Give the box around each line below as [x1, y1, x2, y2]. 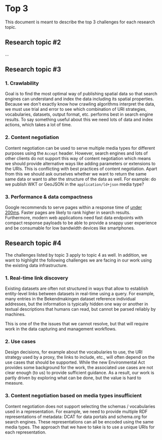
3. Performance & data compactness [5, 193, 93, 200]
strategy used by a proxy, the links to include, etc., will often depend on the [5, 354, 155, 360]
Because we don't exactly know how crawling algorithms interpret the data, [5, 101, 156, 107]
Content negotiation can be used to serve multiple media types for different [5, 145, 155, 151]
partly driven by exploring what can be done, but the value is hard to [5, 375, 142, 381]
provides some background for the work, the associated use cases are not [5, 365, 153, 370]
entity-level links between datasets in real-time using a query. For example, [5, 291, 155, 297]
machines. [5, 312, 26, 317]
